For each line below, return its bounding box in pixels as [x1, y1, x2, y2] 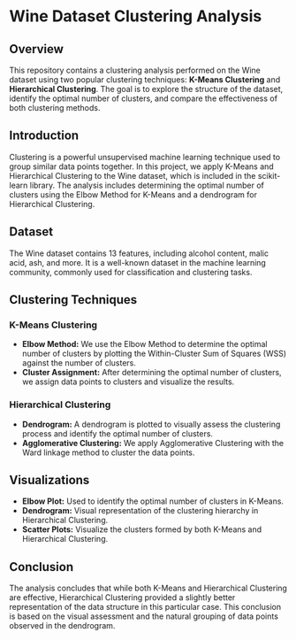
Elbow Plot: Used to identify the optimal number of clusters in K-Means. [21, 496, 285, 506]
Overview [9, 42, 65, 57]
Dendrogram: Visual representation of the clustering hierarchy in [21, 505, 259, 516]
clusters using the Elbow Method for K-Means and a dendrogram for [9, 189, 258, 200]
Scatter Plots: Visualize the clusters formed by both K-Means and [21, 524, 262, 535]
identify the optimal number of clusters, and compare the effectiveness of [9, 93, 278, 104]
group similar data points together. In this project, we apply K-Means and [9, 161, 274, 172]
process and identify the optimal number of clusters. [21, 428, 214, 439]
